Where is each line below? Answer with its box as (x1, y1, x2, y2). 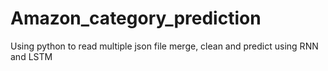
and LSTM (10, 50, 53, 62)
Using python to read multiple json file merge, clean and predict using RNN (10, 40, 319, 52)
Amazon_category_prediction (10, 7, 262, 30)
